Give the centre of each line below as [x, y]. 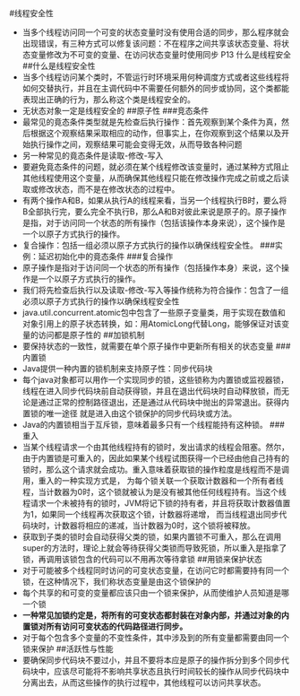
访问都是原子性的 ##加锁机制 [91, 335]
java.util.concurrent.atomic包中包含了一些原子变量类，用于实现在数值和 [154, 313]
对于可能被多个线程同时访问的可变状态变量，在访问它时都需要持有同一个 [155, 570]
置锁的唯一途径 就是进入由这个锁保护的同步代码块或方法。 [129, 413]
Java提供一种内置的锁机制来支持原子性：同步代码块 [117, 369]
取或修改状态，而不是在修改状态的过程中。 [101, 189]
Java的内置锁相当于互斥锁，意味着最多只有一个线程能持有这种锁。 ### [153, 425]
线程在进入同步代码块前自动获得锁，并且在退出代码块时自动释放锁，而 [152, 391]
